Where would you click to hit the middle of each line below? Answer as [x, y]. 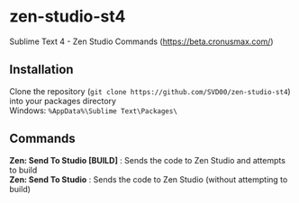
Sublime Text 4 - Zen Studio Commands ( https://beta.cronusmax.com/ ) [141, 41]
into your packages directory [63, 101]
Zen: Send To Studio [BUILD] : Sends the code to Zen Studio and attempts [148, 160]
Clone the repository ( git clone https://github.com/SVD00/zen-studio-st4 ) [150, 91]
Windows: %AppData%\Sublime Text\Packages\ [94, 110]
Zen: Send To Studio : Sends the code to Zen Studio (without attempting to [149, 179]
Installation [41, 70]
